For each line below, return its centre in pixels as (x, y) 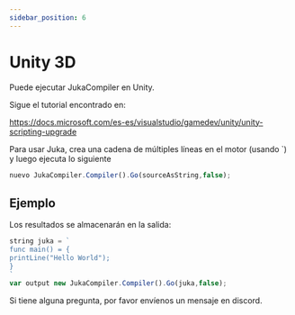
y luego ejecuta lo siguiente (60, 158)
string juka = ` (40, 241)
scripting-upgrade (43, 131)
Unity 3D (43, 62)
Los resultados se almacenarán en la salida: (90, 225)
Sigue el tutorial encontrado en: (67, 104)
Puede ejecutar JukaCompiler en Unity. (82, 87)
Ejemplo (32, 203)
